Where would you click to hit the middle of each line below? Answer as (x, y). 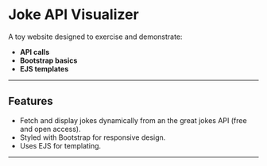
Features (31, 101)
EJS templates (44, 68)
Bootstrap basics (48, 60)
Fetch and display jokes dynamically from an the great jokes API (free (133, 120)
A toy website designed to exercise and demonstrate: (95, 37)
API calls (35, 52)
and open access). (50, 129)
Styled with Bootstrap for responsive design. (93, 137)
